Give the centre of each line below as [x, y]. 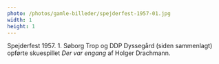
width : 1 [20, 20]
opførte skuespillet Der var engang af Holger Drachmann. [89, 53]
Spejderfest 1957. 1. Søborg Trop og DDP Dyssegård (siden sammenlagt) [110, 46]
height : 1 [21, 26]
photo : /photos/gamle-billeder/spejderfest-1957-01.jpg [89, 13]
